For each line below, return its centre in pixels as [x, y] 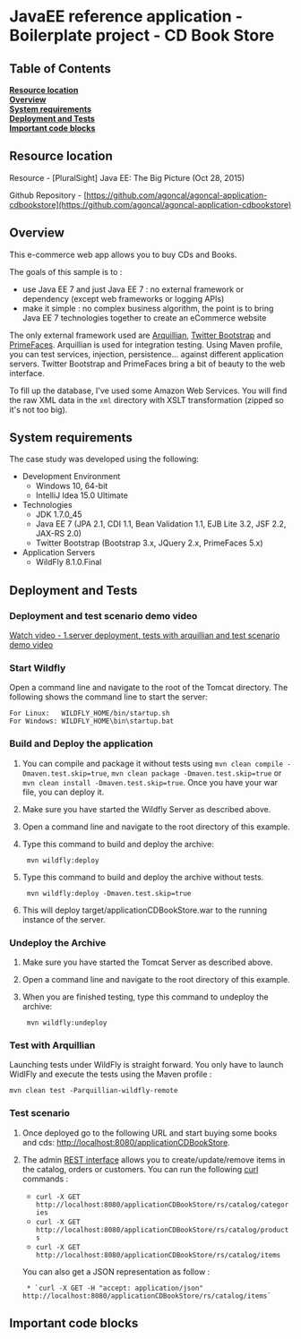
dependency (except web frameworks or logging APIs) [123, 298]
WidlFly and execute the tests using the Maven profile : [111, 1074]
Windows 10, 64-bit [72, 486]
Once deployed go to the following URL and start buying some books [150, 1133]
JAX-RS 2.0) [59, 534]
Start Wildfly [38, 668]
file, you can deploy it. [63, 792]
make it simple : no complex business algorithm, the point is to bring [148, 308]
